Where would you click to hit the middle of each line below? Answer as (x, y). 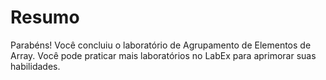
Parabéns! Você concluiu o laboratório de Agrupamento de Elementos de (161, 45)
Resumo (45, 17)
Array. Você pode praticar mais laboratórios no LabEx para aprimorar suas (163, 55)
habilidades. (35, 66)
